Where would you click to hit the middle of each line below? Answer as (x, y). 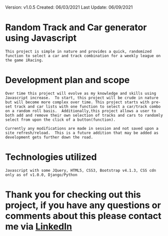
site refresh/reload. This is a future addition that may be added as (82, 133)
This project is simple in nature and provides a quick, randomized (78, 51)
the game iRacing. (24, 60)
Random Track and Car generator (76, 28)
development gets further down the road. (49, 137)
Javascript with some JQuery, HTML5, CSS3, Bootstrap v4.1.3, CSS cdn (81, 170)
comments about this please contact (83, 216)
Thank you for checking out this (73, 194)
